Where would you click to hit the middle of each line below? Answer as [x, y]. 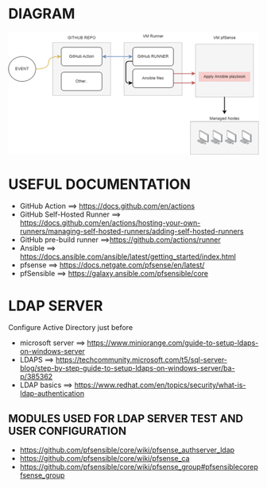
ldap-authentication [52, 394]
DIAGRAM [42, 14]
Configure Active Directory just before [71, 328]
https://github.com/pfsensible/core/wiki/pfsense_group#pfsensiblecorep [139, 467]
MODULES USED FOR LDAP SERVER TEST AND [126, 419]
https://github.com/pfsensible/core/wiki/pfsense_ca [104, 459]
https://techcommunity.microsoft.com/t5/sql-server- [141, 360]
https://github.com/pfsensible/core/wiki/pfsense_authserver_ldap [127, 450]
